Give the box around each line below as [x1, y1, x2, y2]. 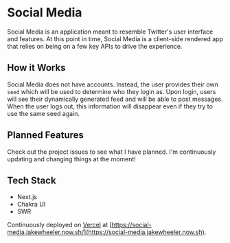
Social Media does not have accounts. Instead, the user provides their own [7, 80, 218, 89]
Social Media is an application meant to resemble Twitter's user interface [7, 27, 214, 36]
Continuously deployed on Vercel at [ [7, 221, 112, 229]
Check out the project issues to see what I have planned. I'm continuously [7, 148, 216, 156]
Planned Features [7, 129, 84, 141]
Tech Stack [7, 174, 56, 186]
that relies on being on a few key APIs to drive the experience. [7, 42, 183, 50]
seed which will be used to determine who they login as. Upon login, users [7, 87, 216, 95]
